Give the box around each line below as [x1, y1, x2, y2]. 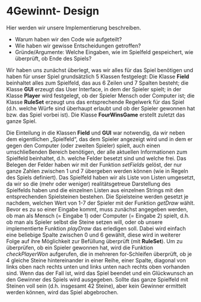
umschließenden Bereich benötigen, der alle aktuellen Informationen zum [6, 148, 188, 156]
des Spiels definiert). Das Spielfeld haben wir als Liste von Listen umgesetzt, [6, 174, 196, 181]
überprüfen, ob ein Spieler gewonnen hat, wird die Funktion [6, 244, 154, 251]
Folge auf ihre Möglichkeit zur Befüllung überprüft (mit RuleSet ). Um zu [6, 237, 183, 244]
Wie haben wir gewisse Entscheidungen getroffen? [14, 42, 141, 49]
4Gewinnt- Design [6, 4, 100, 18]
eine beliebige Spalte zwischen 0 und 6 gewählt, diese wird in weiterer [6, 231, 181, 238]
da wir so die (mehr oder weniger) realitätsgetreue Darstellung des [6, 180, 171, 187]
